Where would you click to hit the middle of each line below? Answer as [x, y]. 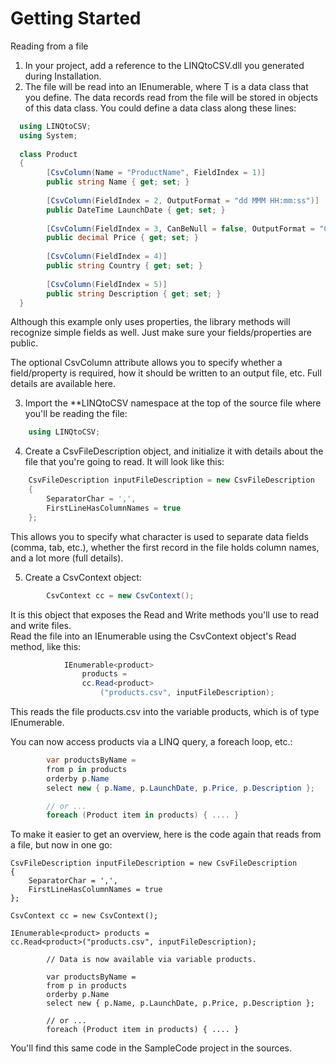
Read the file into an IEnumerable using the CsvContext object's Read [153, 636]
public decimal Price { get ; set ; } [122, 238]
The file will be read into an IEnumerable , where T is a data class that [166, 86]
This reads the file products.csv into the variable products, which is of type [165, 712]
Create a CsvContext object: [83, 577]
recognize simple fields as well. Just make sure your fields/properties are [161, 333]
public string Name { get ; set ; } [118, 182]
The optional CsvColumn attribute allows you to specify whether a [146, 363]
